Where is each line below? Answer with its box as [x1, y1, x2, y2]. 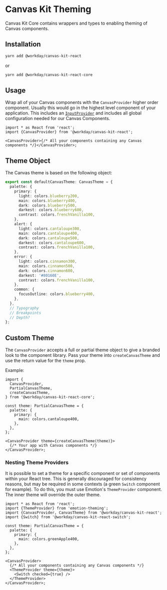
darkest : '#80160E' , [18, 273, 61, 278]
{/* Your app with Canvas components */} [9, 443, 97, 448]
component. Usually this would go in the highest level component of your [5, 105, 156, 111]
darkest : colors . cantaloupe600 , [18, 240, 86, 245]
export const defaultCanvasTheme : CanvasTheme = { [5, 179, 113, 184]
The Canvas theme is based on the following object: [5, 170, 112, 176]
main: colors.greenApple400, [18, 537, 79, 542]
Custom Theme [5, 333, 54, 342]
